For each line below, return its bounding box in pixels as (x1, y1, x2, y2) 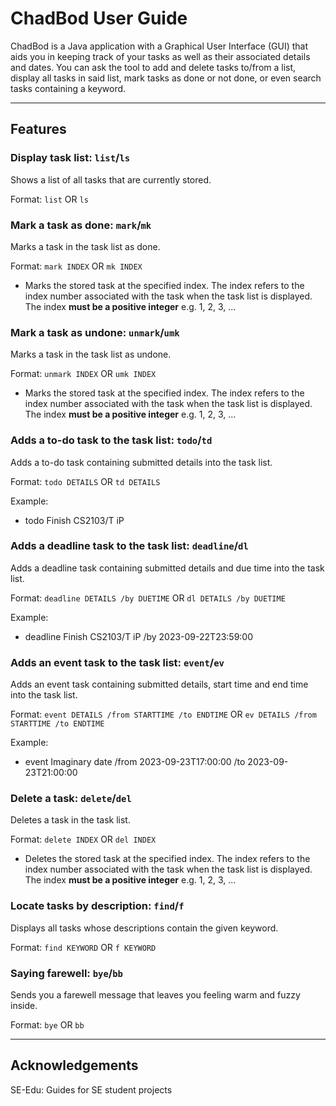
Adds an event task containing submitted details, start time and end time (10, 678, 309, 691)
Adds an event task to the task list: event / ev (10, 655, 225, 669)
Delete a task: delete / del (10, 792, 132, 806)
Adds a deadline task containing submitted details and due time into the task (10, 562, 325, 574)
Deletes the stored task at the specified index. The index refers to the (24, 853, 311, 865)
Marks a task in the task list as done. (10, 240, 161, 252)
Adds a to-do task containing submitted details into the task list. (10, 456, 273, 468)
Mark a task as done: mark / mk (10, 218, 152, 232)
